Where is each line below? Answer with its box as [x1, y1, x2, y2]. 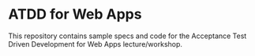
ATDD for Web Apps [8, 5, 142, 23]
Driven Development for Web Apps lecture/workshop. [8, 39, 183, 48]
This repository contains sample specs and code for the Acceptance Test [8, 31, 247, 40]
